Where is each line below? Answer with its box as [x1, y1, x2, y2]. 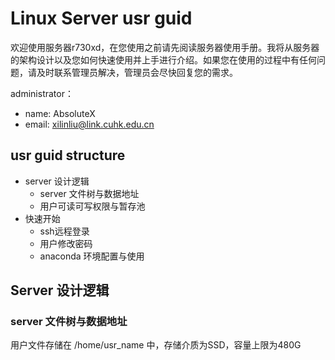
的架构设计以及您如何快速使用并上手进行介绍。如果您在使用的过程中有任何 [10, 53, 317, 66]
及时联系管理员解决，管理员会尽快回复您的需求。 [36, 66, 238, 78]
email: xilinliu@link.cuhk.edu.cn [24, 118, 155, 130]
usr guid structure [10, 147, 126, 164]
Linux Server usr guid [10, 7, 193, 30]
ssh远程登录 [39, 225, 90, 237]
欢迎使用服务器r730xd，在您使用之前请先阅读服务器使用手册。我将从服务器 [10, 41, 320, 53]
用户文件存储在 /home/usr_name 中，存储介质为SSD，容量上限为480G [10, 339, 302, 351]
